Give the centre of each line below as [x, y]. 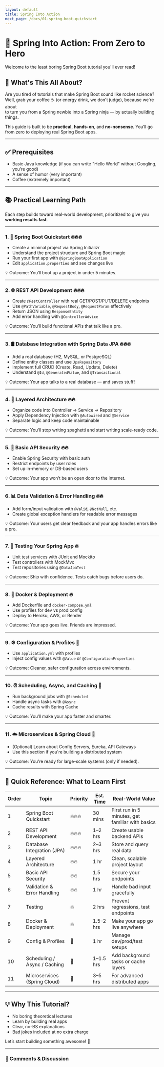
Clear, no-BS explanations [38, 1026]
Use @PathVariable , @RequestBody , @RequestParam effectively [72, 306]
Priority [79, 799]
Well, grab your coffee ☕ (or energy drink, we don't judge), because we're [80, 100]
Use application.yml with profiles [46, 653]
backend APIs [127, 836]
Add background [131, 955]
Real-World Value [134, 799]
